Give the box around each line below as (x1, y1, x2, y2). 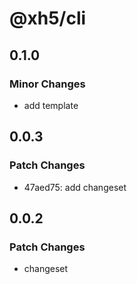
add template (23, 99, 79, 111)
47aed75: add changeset (23, 181, 127, 193)
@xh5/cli (9, 7, 87, 30)
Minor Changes (9, 77, 86, 91)
